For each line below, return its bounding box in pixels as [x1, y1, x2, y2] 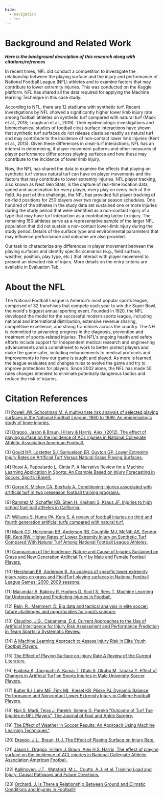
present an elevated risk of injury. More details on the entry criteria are [5, 259, 148, 265]
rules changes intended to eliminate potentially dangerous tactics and [5, 370, 146, 376]
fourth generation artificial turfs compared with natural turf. [5, 519, 124, 525]
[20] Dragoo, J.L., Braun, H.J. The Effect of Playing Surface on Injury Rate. [5, 737, 155, 743]
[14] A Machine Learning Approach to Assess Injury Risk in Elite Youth [5, 638, 146, 644]
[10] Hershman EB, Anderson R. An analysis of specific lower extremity [5, 569, 148, 575]
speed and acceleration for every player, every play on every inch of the [5, 187, 151, 193]
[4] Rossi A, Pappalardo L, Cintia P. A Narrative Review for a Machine [5, 464, 144, 470]
